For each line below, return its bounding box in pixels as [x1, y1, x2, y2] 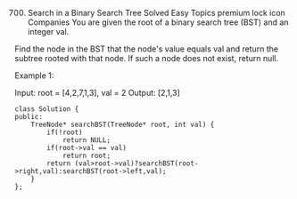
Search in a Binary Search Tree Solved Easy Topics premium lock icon [27, 8, 286, 18]
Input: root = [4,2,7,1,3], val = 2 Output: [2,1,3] [14, 88, 181, 98]
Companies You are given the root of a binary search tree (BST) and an [27, 17, 289, 28]
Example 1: [14, 70, 54, 81]
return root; [62, 151, 111, 160]
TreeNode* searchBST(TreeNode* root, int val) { [30, 120, 215, 129]
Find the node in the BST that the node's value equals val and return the [14, 44, 279, 54]
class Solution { [14, 105, 79, 114]
